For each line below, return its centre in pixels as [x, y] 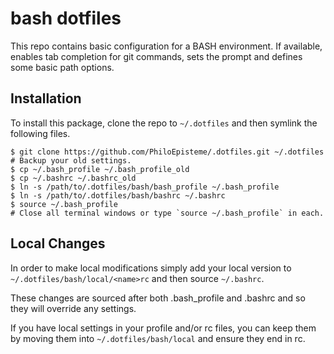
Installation [46, 98]
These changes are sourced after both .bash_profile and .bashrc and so [158, 298]
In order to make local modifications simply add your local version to [151, 268]
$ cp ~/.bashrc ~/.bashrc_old [73, 178]
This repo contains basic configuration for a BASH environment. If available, [166, 46]
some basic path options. [62, 67]
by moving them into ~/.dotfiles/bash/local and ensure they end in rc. [158, 338]
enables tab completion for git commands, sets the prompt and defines [156, 56]
